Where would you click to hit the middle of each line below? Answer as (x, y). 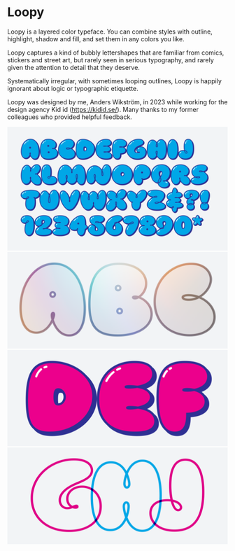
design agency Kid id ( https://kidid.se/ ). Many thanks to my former (103, 109)
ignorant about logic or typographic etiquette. (73, 88)
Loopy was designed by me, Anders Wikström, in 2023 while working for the (117, 102)
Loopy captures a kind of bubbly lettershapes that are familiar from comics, (116, 53)
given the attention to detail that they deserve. (73, 67)
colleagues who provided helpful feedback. (70, 117)
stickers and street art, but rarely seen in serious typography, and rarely (111, 60)
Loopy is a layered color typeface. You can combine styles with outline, (110, 32)
